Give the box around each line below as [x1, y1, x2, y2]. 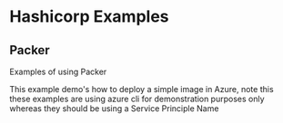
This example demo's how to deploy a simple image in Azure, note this [9, 84, 275, 94]
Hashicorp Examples [9, 6, 170, 27]
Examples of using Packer [9, 66, 107, 77]
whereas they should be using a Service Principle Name [9, 103, 219, 114]
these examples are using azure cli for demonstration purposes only [9, 93, 266, 104]
